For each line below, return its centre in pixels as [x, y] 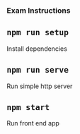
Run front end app [33, 123]
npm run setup [38, 32]
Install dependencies [37, 49]
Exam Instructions [39, 11]
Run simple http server [40, 86]
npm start [28, 107]
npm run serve [38, 70]
